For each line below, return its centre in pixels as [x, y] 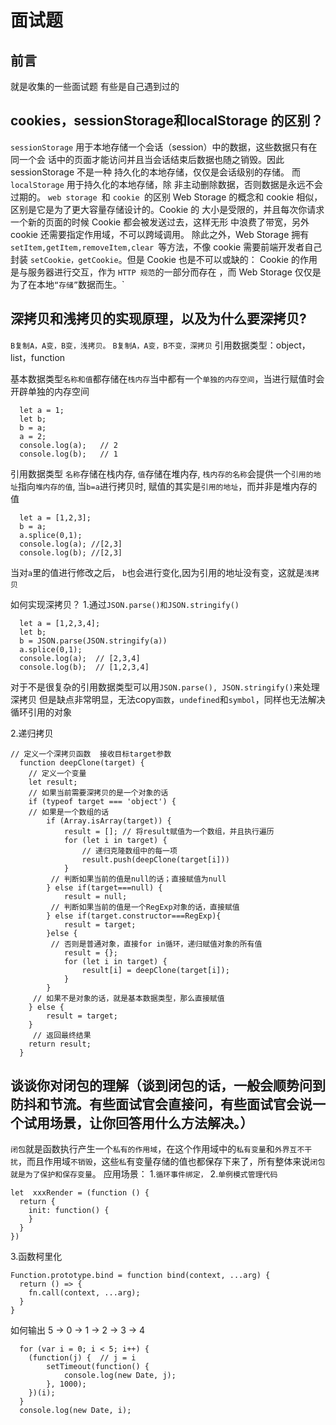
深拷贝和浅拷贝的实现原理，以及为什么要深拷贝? [158, 319]
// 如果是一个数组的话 [69, 812]
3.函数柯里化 [36, 1257]
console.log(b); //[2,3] [71, 552]
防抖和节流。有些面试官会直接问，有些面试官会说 [161, 1104]
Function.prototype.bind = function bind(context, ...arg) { [140, 1276]
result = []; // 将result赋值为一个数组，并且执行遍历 [169, 831]
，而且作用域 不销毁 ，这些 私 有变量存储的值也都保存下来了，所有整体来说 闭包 [171, 1162]
